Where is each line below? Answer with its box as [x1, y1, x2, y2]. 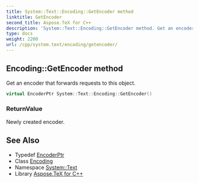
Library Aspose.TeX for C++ [14, 170, 84, 177]
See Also [6, 136, 40, 146]
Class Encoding [14, 158, 53, 165]
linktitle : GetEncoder [6, 14, 62, 20]
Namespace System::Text [14, 163, 78, 171]
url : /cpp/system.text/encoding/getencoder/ [6, 42, 118, 48]
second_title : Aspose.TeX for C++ [6, 20, 92, 25]
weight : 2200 [6, 36, 38, 42]
